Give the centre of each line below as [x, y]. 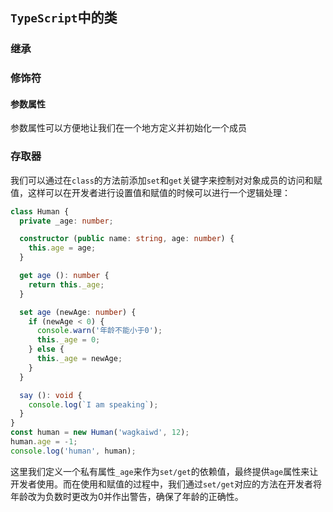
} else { [46, 349]
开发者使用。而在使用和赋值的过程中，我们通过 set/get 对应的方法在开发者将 [166, 484]
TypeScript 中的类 [64, 18]
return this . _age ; [66, 284]
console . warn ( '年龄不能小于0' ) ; [99, 331]
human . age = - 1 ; [44, 442]
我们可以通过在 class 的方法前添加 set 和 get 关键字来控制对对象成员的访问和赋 [166, 180]
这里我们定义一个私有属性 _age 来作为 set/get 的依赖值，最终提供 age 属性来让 [164, 471]
